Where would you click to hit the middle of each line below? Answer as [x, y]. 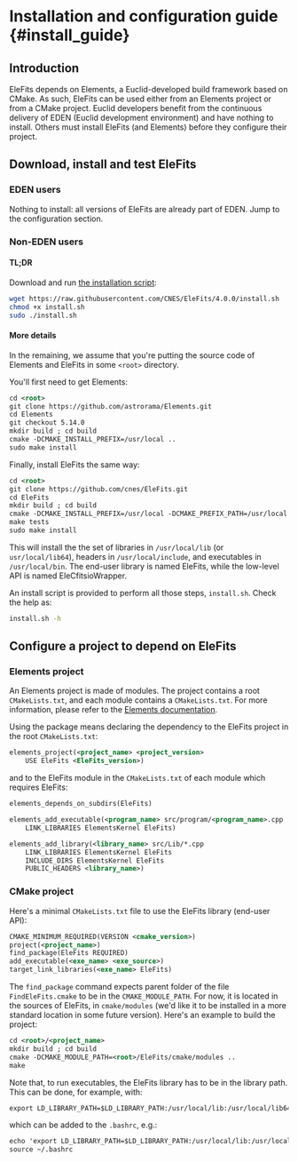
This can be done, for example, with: [76, 1092]
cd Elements [31, 415]
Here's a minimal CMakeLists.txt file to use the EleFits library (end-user [140, 911]
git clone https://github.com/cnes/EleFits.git [99, 489]
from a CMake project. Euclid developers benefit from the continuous [136, 108]
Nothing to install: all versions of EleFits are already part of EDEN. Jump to [145, 209]
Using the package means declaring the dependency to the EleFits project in [149, 727]
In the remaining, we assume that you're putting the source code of [132, 355]
